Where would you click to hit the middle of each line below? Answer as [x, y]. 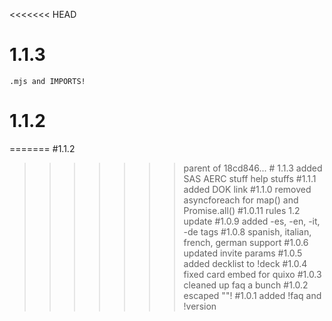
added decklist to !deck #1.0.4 [245, 263]
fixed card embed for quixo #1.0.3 [252, 274]
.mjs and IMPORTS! [47, 81]
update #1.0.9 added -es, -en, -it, [252, 221]
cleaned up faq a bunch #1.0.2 [246, 285]
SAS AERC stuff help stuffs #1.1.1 [250, 178]
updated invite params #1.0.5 [243, 253]
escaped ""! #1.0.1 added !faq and [252, 295]
